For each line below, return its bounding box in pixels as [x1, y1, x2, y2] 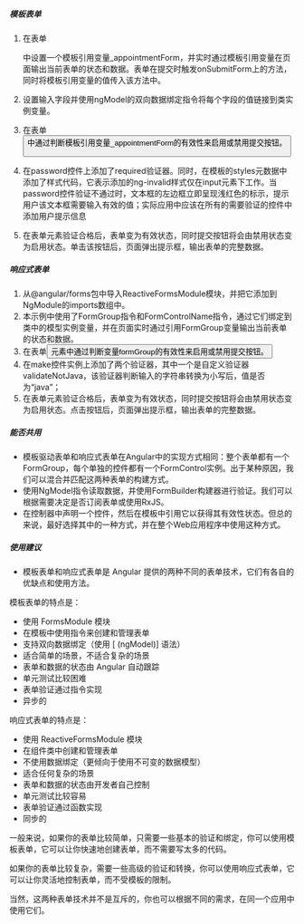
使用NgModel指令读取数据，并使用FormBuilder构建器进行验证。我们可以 [22, 486, 293, 496]
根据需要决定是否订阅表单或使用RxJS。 [22, 496, 169, 507]
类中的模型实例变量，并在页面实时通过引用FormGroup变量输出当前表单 [22, 322, 288, 333]
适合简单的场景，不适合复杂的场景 [22, 650, 150, 661]
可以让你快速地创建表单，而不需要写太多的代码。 [48, 843, 232, 855]
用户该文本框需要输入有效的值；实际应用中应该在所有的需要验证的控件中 [22, 199, 292, 210]
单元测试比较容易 [22, 791, 87, 802]
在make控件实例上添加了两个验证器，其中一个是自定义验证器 [22, 359, 250, 371]
